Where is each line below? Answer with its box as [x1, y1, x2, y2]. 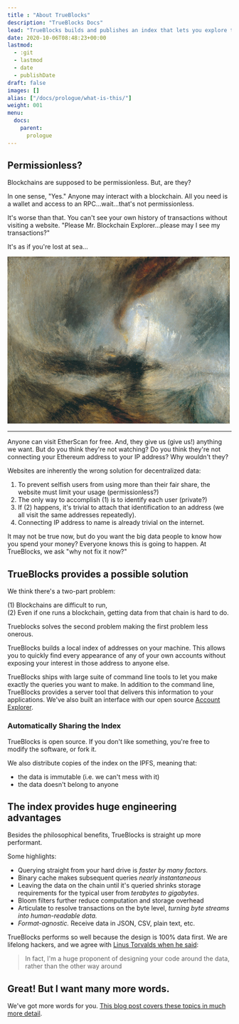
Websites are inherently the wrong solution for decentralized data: [7, 466, 201, 475]
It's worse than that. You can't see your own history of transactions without [7, 214, 228, 222]
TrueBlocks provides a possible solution [7, 568, 188, 580]
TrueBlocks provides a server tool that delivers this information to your [7, 688, 214, 696]
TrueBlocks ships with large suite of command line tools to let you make [7, 673, 218, 681]
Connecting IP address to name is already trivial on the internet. [17, 518, 205, 527]
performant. [7, 838, 43, 847]
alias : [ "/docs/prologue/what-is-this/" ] [7, 94, 132, 101]
